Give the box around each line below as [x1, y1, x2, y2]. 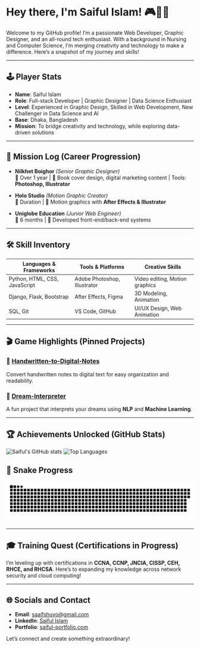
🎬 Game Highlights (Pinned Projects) [6, 336, 145, 346]
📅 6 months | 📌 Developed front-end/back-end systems [14, 216, 151, 223]
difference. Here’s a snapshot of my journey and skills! [6, 48, 140, 55]
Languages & [23, 260, 56, 267]
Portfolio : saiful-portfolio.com [14, 624, 88, 631]
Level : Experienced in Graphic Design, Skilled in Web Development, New [14, 103, 193, 110]
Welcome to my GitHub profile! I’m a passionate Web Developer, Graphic [6, 29, 184, 36]
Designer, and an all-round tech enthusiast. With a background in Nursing [6, 35, 186, 42]
